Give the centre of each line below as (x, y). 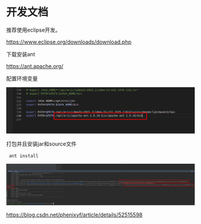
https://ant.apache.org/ (35, 66)
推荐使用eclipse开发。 (33, 30)
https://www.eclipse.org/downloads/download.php (69, 42)
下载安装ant (21, 54)
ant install (24, 156)
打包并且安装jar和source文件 (41, 144)
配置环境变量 (22, 78)
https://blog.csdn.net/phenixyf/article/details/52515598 (74, 214)
